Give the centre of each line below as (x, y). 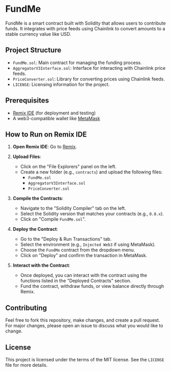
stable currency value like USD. (38, 34)
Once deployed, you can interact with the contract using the (84, 276)
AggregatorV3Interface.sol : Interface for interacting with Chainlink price (89, 68)
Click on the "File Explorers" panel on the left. (68, 167)
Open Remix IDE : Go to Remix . (45, 147)
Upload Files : (27, 156)
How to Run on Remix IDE (46, 134)
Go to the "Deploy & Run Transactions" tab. (66, 239)
